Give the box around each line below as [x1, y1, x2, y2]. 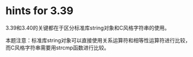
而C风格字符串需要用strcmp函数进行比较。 [5, 44, 110, 51]
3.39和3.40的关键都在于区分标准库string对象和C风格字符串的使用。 [5, 24, 170, 31]
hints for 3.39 [5, 4, 74, 18]
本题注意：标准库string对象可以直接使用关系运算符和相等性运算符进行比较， [5, 36, 191, 43]
